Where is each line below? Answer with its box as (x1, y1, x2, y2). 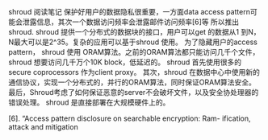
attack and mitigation (8, 122, 78, 131)
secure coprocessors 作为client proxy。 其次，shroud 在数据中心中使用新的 (8, 68, 261, 76)
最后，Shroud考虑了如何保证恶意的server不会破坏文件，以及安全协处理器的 (8, 88, 259, 97)
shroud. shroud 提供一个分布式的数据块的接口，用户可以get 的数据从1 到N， (8, 27, 261, 36)
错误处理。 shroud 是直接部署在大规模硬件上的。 (8, 97, 170, 107)
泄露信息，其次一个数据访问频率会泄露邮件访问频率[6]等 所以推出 (22, 17, 240, 27)
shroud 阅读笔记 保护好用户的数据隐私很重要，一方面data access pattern (8, 7, 250, 16)
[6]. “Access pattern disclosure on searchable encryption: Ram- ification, (8, 113, 252, 123)
